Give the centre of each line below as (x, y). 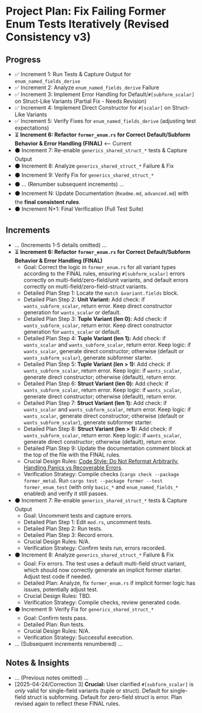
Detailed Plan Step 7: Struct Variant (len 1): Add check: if (95, 402)
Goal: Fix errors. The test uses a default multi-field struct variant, (105, 563)
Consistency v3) (48, 37)
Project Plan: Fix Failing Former (86, 11)
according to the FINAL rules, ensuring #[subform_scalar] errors (104, 273)
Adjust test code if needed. (57, 576)
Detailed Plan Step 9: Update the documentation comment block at (107, 448)
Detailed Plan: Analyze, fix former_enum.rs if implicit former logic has (110, 583)
